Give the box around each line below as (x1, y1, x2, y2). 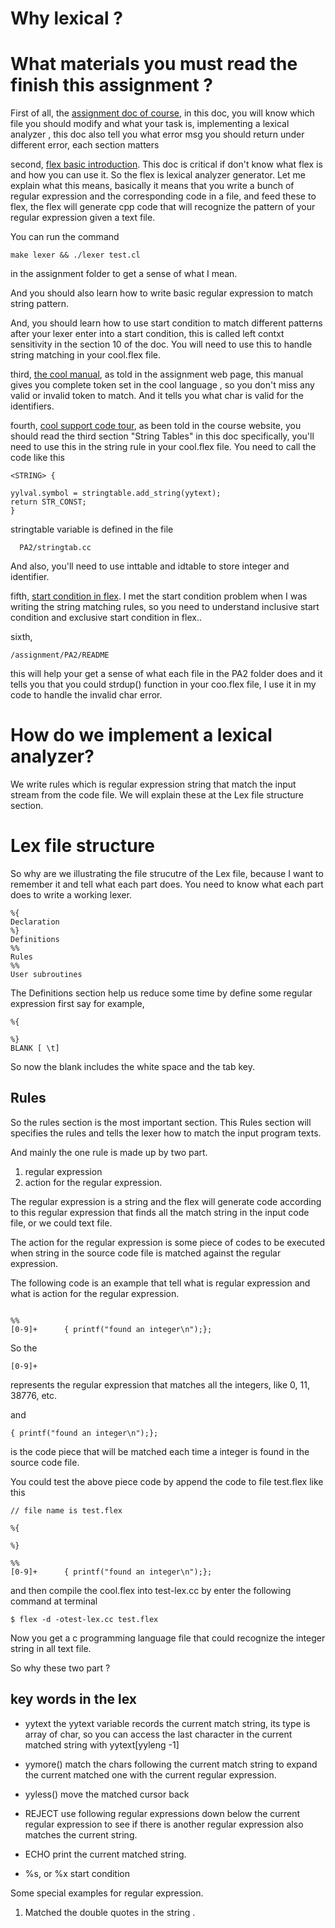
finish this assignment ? (10, 74, 213, 97)
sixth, (10, 631, 33, 643)
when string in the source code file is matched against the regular (10, 1247, 282, 1259)
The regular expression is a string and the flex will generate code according (10, 1195, 322, 1207)
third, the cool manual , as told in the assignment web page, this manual (10, 368, 304, 381)
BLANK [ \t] (10, 1043, 60, 1053)
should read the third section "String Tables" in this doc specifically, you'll (10, 430, 315, 442)
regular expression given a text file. (10, 212, 156, 224)
